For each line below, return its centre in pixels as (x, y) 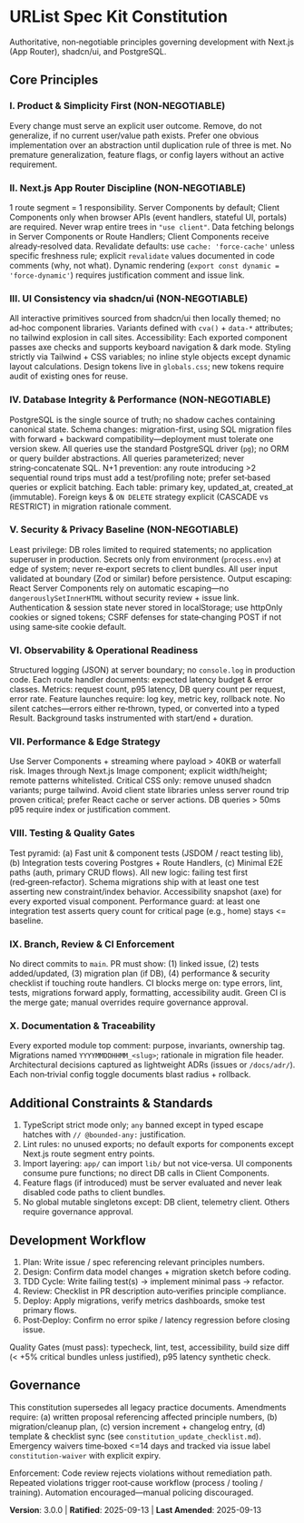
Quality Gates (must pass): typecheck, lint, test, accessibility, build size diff (150, 1347)
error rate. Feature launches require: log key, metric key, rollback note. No (147, 699)
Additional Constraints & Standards (111, 1103)
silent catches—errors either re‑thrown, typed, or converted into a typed (144, 709)
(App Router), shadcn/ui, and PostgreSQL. (88, 51)
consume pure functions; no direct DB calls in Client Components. (146, 1174)
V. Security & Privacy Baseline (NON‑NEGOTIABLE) (124, 530)
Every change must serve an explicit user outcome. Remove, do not (136, 125)
